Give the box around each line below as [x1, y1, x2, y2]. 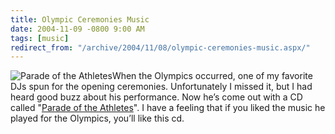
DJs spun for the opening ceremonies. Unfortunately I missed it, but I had [10, 81, 313, 93]
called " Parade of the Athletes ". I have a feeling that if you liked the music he [10, 102, 326, 114]
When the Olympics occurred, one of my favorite [111, 70, 313, 82]
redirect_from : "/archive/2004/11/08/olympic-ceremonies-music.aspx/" [10, 42, 311, 53]
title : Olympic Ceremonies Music [10, 14, 150, 25]
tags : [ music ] [10, 33, 70, 43]
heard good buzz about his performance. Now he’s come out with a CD [10, 91, 303, 103]
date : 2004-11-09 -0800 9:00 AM [10, 24, 145, 34]
